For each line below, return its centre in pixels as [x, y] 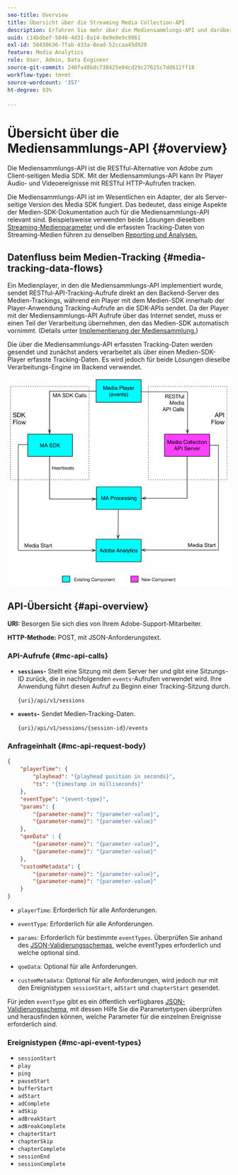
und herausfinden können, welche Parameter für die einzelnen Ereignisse [114, 1017]
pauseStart [34, 1081]
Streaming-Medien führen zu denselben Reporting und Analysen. [103, 235]
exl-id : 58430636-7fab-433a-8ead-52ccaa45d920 [77, 45]
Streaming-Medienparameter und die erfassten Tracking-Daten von [106, 227]
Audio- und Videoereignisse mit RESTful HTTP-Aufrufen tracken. [102, 183]
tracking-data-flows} [55, 268]
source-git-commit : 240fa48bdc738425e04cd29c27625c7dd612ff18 [101, 67]
